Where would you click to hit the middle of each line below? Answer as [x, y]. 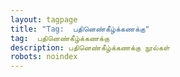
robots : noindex [44, 57]
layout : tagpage [44, 19]
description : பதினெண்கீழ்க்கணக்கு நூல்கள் [90, 47]
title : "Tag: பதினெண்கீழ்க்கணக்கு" [80, 29]
